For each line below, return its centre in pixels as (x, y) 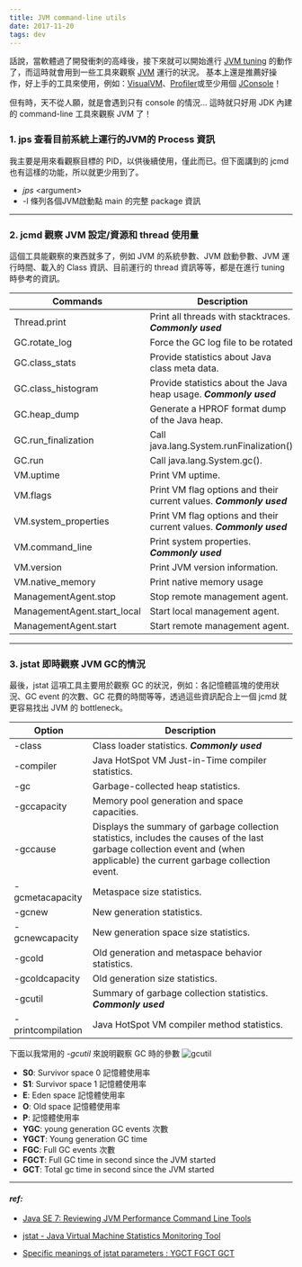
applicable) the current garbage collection (182, 860)
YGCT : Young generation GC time (85, 1139)
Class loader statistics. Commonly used (178, 746)
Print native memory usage (206, 581)
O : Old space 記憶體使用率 (71, 1107)
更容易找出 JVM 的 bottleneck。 (68, 708)
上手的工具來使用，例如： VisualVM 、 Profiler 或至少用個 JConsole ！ (157, 84)
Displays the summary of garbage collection (186, 827)
